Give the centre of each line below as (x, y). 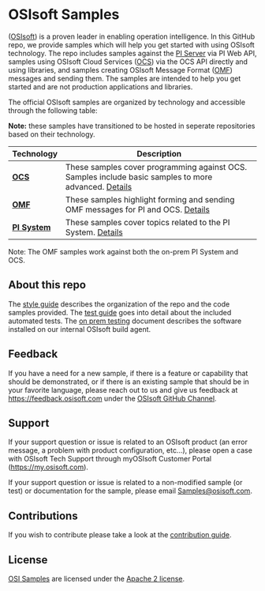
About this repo (47, 285)
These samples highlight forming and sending (150, 199)
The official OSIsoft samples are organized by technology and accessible (127, 102)
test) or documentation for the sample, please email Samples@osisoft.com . (130, 491)
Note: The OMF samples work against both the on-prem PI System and (123, 251)
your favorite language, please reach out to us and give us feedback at (123, 390)
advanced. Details (99, 186)
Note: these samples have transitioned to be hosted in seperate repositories (132, 126)
